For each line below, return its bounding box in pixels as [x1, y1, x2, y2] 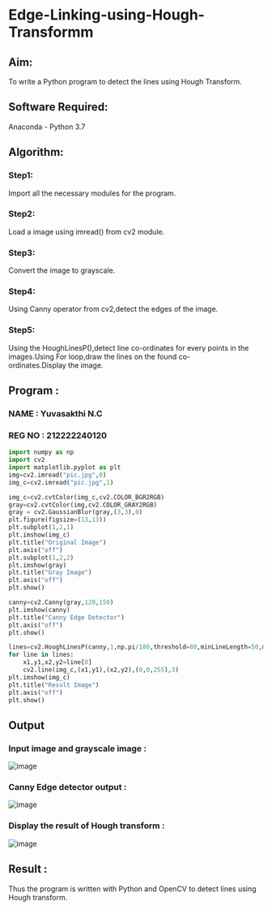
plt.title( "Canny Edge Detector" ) [8, 613, 125, 622]
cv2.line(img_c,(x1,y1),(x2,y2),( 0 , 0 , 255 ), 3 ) [23, 666, 180, 675]
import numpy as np [8, 448, 74, 456]
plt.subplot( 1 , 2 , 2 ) [8, 554, 74, 562]
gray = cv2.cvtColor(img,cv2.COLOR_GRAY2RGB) [8, 501, 158, 509]
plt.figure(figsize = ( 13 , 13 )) [8, 515, 107, 524]
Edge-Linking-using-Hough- [8, 6, 205, 24]
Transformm [8, 23, 94, 41]
